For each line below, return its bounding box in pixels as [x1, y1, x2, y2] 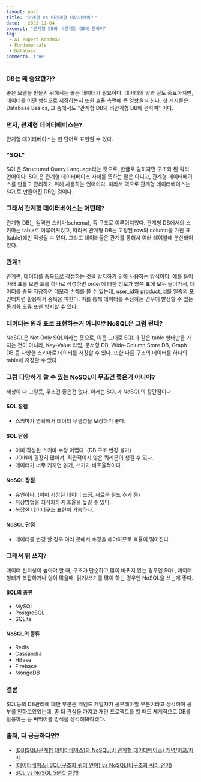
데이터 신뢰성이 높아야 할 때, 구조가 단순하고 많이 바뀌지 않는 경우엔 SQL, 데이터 [6, 566, 193, 574]
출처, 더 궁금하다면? [6, 732, 60, 740]
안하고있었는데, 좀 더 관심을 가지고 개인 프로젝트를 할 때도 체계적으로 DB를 [17, 708, 191, 715]
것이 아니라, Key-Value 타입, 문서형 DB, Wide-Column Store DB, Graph [17, 342, 187, 349]
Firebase [14, 663, 37, 670]
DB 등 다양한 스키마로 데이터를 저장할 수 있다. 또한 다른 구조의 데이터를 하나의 [6, 349, 188, 356]
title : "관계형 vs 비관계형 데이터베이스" [6, 14, 98, 20]
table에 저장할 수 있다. [6, 357, 59, 364]
